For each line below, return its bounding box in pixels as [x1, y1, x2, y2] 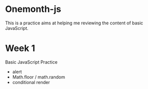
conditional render [12, 79, 50, 85]
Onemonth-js [5, 3, 61, 15]
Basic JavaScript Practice [5, 59, 58, 65]
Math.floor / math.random [12, 74, 66, 80]
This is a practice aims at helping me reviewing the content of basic [5, 20, 144, 26]
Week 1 [5, 43, 35, 54]
